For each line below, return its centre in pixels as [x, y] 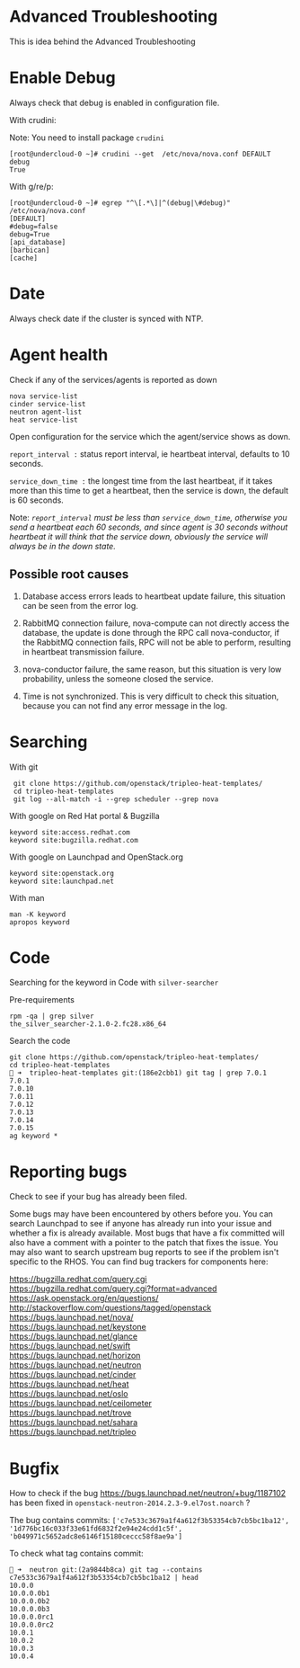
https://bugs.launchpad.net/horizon [75, 1356]
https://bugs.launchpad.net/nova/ [71, 1317]
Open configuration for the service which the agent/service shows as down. [150, 436]
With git [24, 767]
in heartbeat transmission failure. [84, 651]
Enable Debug [62, 78]
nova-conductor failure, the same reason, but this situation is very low [152, 669]
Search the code [40, 1041]
